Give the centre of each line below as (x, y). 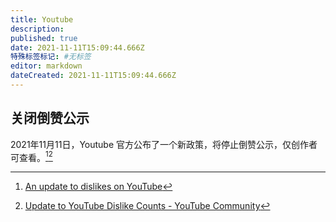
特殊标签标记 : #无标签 (51, 57)
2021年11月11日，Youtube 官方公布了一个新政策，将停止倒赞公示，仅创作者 (164, 144)
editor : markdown (46, 66)
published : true (44, 38)
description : (37, 29)
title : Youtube (42, 19)
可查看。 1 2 (31, 156)
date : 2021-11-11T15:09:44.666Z (77, 47)
